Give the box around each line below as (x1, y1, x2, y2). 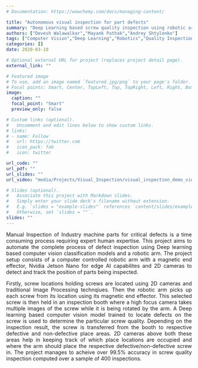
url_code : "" (6, 160, 38, 166)
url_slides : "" (6, 171, 44, 177)
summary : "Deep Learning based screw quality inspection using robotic (6, 25, 186, 31)
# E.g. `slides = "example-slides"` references (6, 204, 131, 210)
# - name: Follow (6, 133, 49, 139)
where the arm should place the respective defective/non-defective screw (6, 342, 192, 349)
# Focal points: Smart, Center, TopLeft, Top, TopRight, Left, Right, (6, 84, 183, 90)
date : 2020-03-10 (6, 47, 49, 53)
